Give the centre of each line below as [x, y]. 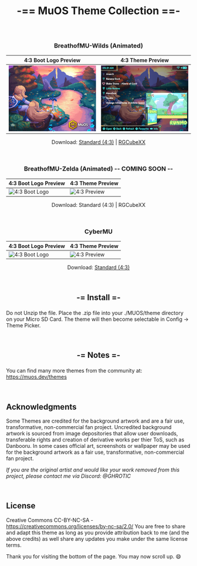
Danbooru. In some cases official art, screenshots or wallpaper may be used [98, 446]
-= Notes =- [98, 355]
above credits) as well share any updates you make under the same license [97, 538]
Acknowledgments [42, 407]
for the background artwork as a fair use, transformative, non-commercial [95, 452]
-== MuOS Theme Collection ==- [98, 11]
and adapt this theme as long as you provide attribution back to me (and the [98, 532]
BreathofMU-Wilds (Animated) [98, 46]
